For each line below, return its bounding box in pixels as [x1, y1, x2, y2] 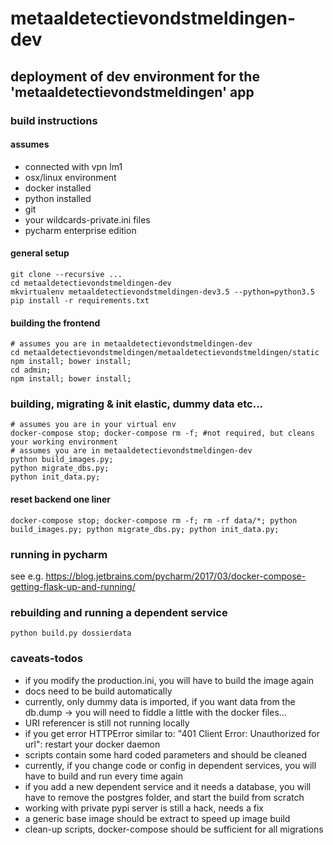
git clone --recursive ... [10, 269, 123, 279]
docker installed [24, 182, 92, 194]
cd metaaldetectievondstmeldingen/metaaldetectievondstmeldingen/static [10, 348, 320, 358]
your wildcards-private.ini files [24, 213, 151, 226]
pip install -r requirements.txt [10, 295, 150, 306]
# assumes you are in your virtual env [10, 420, 177, 430]
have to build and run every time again [24, 770, 183, 782]
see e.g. [10, 570, 44, 582]
